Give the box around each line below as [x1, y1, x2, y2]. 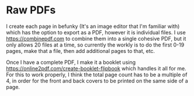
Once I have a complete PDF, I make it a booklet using [6, 59, 136, 66]
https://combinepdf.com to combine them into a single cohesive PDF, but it [6, 35, 186, 42]
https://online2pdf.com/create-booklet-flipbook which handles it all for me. [6, 65, 186, 72]
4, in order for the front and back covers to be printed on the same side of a [6, 77, 188, 84]
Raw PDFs [6, 3, 56, 17]
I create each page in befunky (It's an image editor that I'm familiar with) [6, 23, 180, 30]
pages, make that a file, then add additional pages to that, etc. [6, 47, 155, 54]
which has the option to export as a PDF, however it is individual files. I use [6, 29, 186, 35]
